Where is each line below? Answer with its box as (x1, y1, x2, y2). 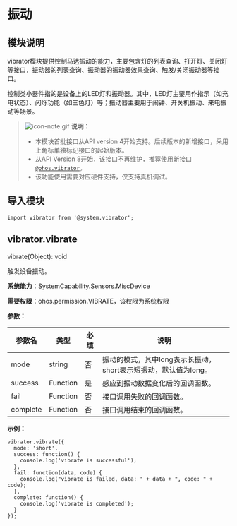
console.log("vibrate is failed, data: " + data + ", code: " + (20, 475, 213, 482)
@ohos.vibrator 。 (35, 164, 86, 172)
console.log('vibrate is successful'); (20, 457, 138, 464)
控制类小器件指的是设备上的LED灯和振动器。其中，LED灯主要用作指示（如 (7, 90, 222, 97)
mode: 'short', (13, 444, 59, 452)
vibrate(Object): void (7, 252, 68, 261)
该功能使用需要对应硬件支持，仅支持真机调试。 (35, 172, 171, 181)
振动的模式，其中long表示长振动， (102, 354, 217, 364)
